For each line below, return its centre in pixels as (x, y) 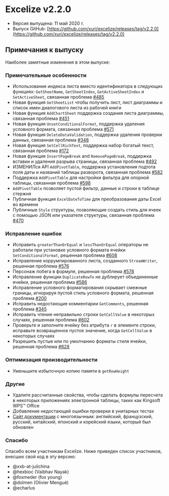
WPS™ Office (26, 405)
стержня (22, 194)
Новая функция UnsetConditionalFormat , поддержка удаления (78, 124)
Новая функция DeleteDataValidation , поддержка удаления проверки (87, 134)
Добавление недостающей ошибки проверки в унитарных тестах (83, 411)
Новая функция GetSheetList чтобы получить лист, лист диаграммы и (88, 103)
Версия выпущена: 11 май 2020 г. (48, 23)
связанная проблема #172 (41, 151)
